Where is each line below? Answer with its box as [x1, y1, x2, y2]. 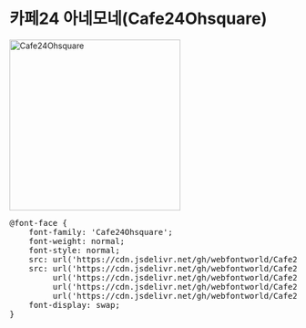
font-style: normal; [28, 245, 120, 255]
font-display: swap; [28, 300, 120, 310]
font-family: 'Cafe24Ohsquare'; [28, 227, 173, 237]
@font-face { [9, 218, 68, 228]
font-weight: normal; [28, 236, 126, 246]
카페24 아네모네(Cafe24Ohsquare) [9, 8, 268, 29]
